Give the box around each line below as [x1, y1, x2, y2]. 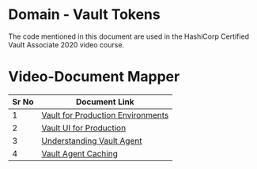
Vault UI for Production [41, 122, 127, 133]
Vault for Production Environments [41, 109, 169, 120]
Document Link [75, 96, 134, 107]
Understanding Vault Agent [41, 135, 142, 146]
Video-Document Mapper [8, 68, 180, 86]
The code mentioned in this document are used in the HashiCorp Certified [8, 32, 250, 41]
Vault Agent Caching [41, 148, 119, 159]
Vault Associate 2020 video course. [8, 39, 125, 49]
